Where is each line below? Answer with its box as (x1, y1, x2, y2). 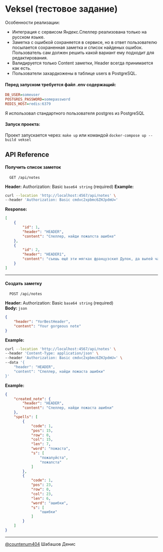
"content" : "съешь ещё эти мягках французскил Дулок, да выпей (22, 257, 153, 262)
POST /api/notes (9, 291, 42, 297)
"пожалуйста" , (39, 455, 68, 460)
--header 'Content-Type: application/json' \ (5, 351, 98, 356)
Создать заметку (5, 281, 42, 286)
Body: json (5, 305, 28, 311)
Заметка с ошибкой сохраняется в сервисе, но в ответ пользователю (12, 39, 157, 45)
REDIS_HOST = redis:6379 (5, 101, 51, 106)
